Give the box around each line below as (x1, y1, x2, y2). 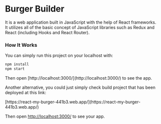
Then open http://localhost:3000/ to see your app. (5, 113, 105, 119)
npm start (5, 67, 25, 71)
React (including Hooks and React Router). (5, 29, 90, 35)
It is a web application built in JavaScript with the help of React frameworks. (5, 19, 156, 25)
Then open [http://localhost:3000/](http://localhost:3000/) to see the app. (5, 75, 152, 81)
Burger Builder (5, 3, 64, 14)
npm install (5, 62, 29, 67)
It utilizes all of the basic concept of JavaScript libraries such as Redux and (5, 24, 155, 30)
